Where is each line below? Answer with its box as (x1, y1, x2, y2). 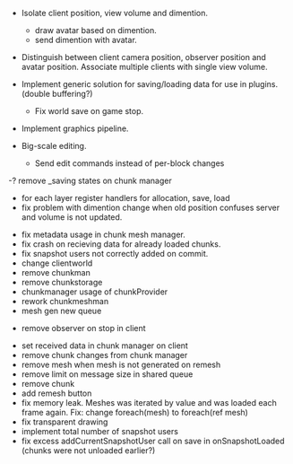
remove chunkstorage (21, 277, 103, 287)
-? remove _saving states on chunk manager (8, 175, 172, 186)
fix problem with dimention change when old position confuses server (21, 202, 280, 213)
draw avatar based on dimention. (34, 25, 158, 35)
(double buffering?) (21, 89, 93, 99)
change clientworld (21, 258, 93, 268)
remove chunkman (21, 267, 90, 277)
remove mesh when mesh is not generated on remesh (21, 359, 221, 370)
